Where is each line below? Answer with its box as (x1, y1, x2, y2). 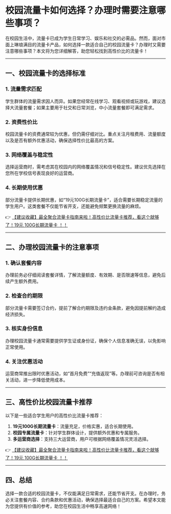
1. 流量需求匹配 (5, 85, 42, 93)
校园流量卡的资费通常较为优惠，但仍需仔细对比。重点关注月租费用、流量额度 (5, 131, 166, 137)
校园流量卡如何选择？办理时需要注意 (5, 5, 157, 16)
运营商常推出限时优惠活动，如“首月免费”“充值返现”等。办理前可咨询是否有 (5, 370, 160, 377)
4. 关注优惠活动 (5, 358, 43, 365)
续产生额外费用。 (5, 278, 41, 284)
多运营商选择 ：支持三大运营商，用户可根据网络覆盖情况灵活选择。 (12, 436, 151, 442)
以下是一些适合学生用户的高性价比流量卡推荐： (5, 412, 103, 418)
